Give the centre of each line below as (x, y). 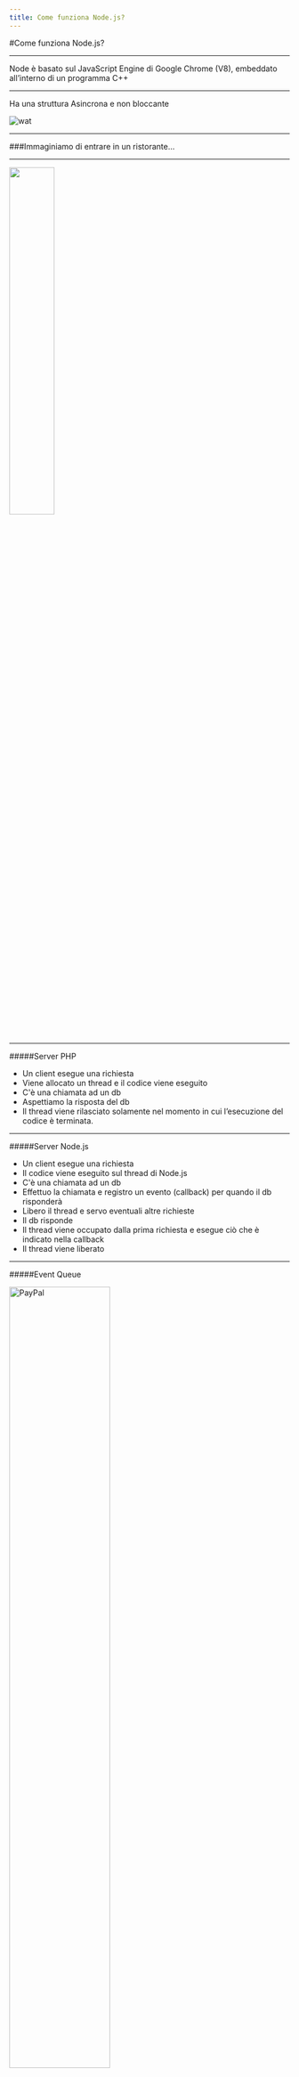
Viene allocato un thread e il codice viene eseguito (115, 1083)
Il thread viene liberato (63, 1248)
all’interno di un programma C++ (69, 77)
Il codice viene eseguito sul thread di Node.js (105, 1172)
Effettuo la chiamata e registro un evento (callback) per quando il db (147, 1192)
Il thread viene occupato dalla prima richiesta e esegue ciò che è (141, 1229)
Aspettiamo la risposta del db (76, 1101)
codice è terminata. (57, 1120)
